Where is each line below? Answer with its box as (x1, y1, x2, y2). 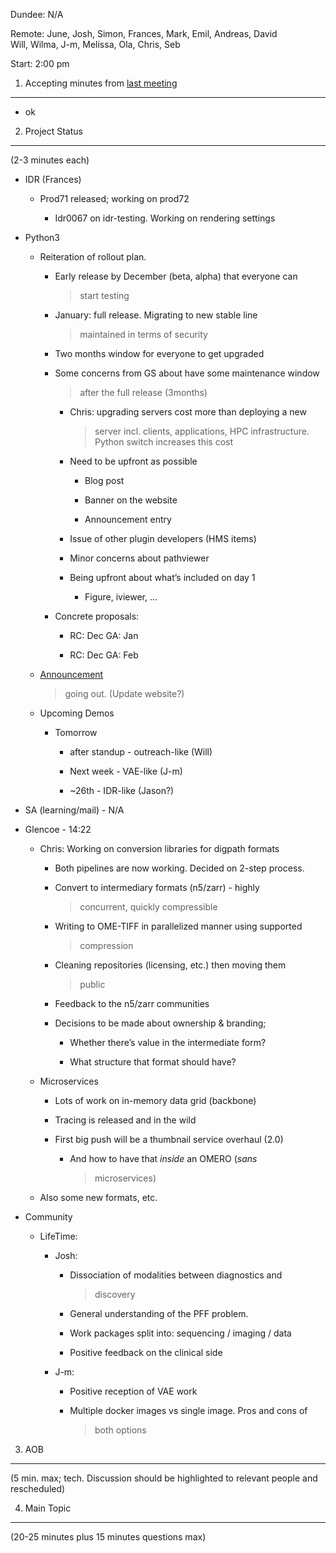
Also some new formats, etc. (39, 1192, 158, 1203)
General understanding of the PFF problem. (69, 1308, 249, 1319)
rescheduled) (10, 1483, 66, 1494)
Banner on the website (84, 494, 178, 506)
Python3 (24, 232, 60, 243)
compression (79, 940, 134, 951)
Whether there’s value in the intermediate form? (69, 1037, 267, 1048)
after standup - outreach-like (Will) (69, 746, 213, 758)
